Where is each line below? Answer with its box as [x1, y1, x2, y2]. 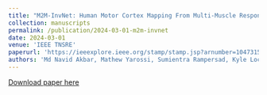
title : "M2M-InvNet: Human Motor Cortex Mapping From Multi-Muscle [8, 11, 237, 20]
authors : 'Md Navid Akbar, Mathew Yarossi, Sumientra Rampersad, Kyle [8, 56, 247, 64]
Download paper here [8, 77, 79, 87]
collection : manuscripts [8, 19, 91, 27]
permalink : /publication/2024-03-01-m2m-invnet [8, 26, 169, 34]
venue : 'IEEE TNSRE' [8, 41, 77, 49]
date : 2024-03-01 [8, 33, 66, 42]
